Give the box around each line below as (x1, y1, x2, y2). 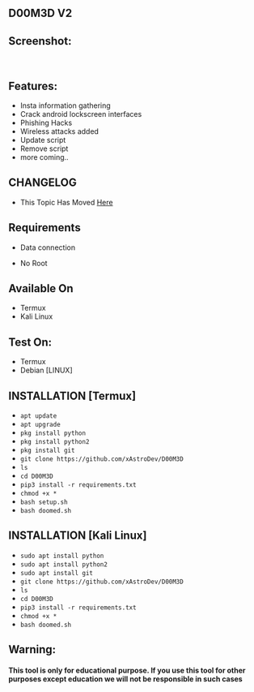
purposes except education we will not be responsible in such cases (8, 673, 243, 684)
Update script (19, 135, 66, 145)
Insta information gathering (19, 101, 111, 110)
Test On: (8, 335, 53, 349)
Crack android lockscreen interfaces (19, 110, 142, 119)
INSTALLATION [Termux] (8, 389, 136, 402)
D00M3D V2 (8, 6, 73, 20)
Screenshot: (8, 34, 72, 48)
